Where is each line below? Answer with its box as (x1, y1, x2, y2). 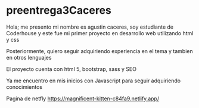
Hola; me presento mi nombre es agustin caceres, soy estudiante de (6, 23, 174, 30)
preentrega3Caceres (6, 4, 112, 17)
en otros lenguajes (6, 54, 52, 61)
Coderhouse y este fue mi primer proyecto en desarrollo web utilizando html (6, 29, 194, 36)
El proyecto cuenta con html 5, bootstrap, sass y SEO (6, 65, 137, 72)
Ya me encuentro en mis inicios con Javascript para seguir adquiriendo (6, 77, 181, 84)
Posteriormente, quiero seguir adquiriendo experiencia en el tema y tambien (6, 47, 193, 54)
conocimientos (6, 83, 43, 90)
